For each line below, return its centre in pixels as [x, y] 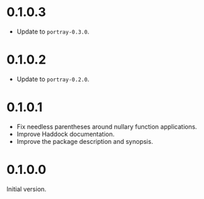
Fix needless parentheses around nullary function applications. [107, 126]
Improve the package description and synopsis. [85, 141]
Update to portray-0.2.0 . [53, 79]
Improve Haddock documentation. [65, 134]
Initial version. [26, 189]
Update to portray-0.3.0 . [53, 31]
